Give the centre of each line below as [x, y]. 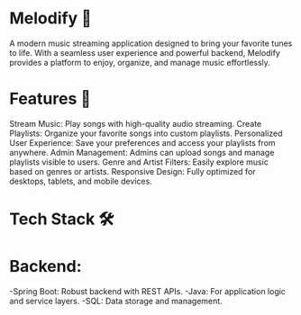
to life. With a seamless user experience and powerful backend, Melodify [145, 52]
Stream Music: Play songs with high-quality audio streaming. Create [136, 123]
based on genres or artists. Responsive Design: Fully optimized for [132, 171]
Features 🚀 [50, 99]
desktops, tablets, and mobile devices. [81, 181]
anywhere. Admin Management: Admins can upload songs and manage [142, 152]
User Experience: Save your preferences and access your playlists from [143, 142]
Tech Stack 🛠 [62, 219]
